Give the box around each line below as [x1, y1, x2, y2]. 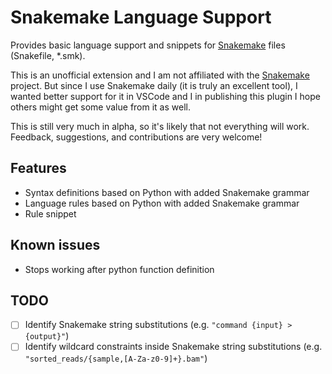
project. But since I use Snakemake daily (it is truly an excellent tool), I [10, 79, 298, 91]
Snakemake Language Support [10, 6, 272, 29]
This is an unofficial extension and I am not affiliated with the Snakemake [10, 69, 310, 81]
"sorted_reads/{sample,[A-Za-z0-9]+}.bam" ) [24, 352, 208, 364]
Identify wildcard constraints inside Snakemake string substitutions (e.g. [24, 341, 323, 353]
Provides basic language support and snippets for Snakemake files [10, 39, 286, 51]
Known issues [10, 237, 101, 254]
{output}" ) [24, 330, 70, 342]
